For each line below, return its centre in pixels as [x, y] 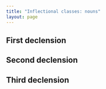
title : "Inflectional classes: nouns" [53, 11]
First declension [36, 40]
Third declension [37, 80]
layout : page [22, 17]
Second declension [42, 60]
